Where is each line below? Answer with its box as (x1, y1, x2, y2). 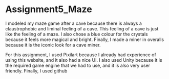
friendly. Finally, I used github (5, 67, 68, 74)
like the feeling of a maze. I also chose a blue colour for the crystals (5, 31, 148, 37)
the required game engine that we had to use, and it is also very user (5, 62, 150, 68)
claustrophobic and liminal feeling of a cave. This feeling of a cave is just (5, 25, 159, 31)
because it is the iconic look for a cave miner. (5, 42, 101, 48)
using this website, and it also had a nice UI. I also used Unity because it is (5, 57, 162, 63)
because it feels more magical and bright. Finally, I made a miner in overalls (5, 36, 164, 43)
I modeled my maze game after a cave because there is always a (5, 20, 142, 26)
